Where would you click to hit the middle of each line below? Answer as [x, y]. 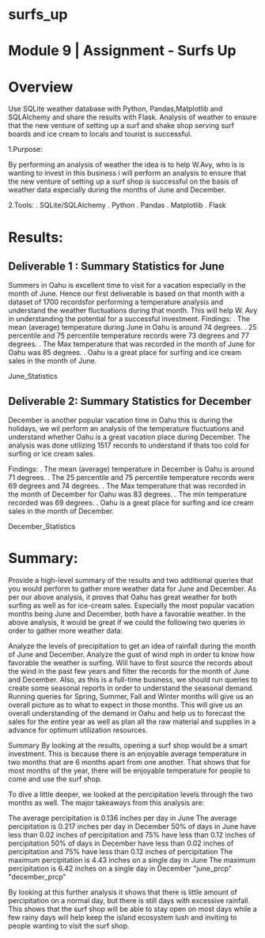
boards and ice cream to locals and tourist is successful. [100, 134]
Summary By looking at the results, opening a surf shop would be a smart [128, 746]
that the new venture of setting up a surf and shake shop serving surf [121, 126]
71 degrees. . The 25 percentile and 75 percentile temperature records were [131, 478]
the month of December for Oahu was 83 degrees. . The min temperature [128, 494]
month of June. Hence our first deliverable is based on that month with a [127, 293]
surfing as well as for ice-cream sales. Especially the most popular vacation [131, 606]
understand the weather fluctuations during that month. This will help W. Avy [133, 311]
